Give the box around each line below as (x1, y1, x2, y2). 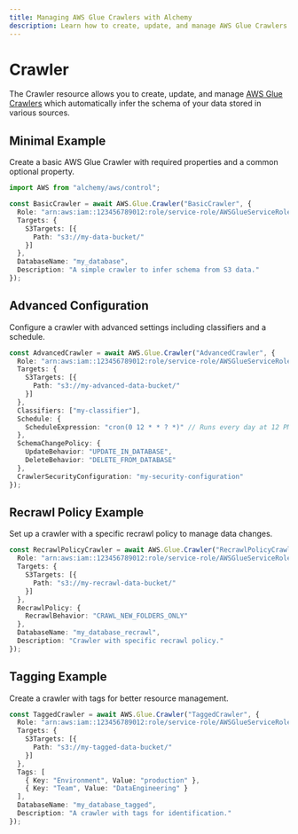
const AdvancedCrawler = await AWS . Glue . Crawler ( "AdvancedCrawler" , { (9, 348, 276, 358)
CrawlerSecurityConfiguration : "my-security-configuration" (17, 472, 244, 481)
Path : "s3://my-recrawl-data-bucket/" (32, 578, 176, 587)
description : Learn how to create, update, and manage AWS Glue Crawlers (9, 21, 288, 30)
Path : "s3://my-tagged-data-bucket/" (32, 743, 173, 752)
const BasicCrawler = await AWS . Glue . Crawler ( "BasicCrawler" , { (9, 200, 252, 208)
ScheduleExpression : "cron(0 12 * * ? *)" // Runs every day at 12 (25, 422, 279, 431)
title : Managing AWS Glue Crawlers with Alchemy (9, 12, 192, 22)
